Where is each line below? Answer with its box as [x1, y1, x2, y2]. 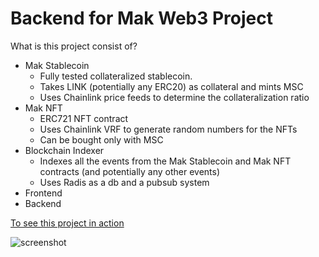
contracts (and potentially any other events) [39, 165, 221, 177]
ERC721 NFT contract [39, 112, 129, 124]
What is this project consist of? [10, 40, 138, 52]
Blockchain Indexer [24, 144, 105, 156]
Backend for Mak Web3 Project [10, 7, 273, 30]
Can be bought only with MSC [39, 133, 164, 146]
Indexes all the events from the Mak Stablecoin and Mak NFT [39, 155, 292, 167]
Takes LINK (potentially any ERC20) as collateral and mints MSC [39, 80, 304, 92]
